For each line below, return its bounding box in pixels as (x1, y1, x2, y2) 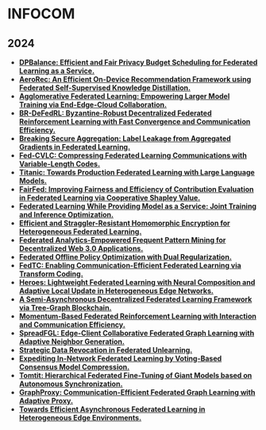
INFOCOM (7, 5, 75, 23)
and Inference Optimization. (18, 210, 114, 219)
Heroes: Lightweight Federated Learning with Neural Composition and (18, 278, 256, 287)
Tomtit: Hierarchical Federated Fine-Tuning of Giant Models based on (18, 371, 253, 380)
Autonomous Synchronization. (18, 379, 123, 389)
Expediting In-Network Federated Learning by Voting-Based (18, 354, 222, 363)
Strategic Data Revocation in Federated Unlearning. (18, 346, 193, 354)
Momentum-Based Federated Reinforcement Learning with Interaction (18, 311, 257, 321)
